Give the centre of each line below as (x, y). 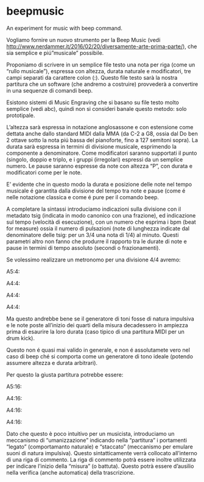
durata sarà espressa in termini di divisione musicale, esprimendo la (91, 146)
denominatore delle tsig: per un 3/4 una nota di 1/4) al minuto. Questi (93, 235)
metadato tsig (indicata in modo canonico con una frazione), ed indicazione (101, 215)
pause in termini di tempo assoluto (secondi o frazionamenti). (83, 247)
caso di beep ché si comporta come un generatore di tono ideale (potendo (100, 356)
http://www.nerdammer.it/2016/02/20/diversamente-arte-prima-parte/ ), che (102, 46)
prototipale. (21, 115)
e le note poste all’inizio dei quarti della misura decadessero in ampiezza (97, 325)
